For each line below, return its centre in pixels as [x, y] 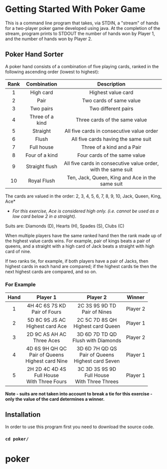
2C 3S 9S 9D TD [97, 306]
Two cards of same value [111, 100]
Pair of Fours [46, 312]
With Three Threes [97, 381]
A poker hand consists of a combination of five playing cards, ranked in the [82, 66]
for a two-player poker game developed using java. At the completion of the [83, 28]
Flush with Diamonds [97, 341]
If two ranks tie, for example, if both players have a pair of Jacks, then [77, 261]
